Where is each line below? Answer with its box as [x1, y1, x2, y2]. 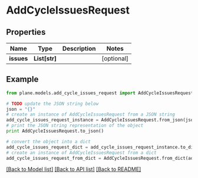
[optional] [101, 54, 129, 62]
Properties [6, 27, 46, 37]
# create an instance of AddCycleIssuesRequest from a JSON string [6, 111, 176, 118]
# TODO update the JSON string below [6, 101, 99, 107]
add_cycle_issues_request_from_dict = [6, 155, 101, 161]
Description [62, 45, 96, 52]
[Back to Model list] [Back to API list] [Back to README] [6, 166, 141, 173]
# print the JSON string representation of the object [6, 123, 144, 128]
